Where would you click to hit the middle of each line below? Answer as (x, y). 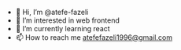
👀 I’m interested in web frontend (68, 20)
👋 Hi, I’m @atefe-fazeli (52, 12)
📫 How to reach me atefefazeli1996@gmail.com (94, 37)
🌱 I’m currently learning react (63, 29)
